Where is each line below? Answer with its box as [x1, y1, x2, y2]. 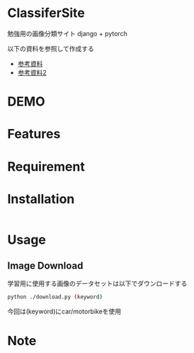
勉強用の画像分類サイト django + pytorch [7, 29, 127, 38]
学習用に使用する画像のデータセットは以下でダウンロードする [7, 279, 188, 288]
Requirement [7, 158, 85, 174]
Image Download [7, 260, 84, 272]
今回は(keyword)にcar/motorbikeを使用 [7, 307, 122, 316]
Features [7, 126, 61, 142]
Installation [7, 191, 75, 207]
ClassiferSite [7, 5, 85, 21]
